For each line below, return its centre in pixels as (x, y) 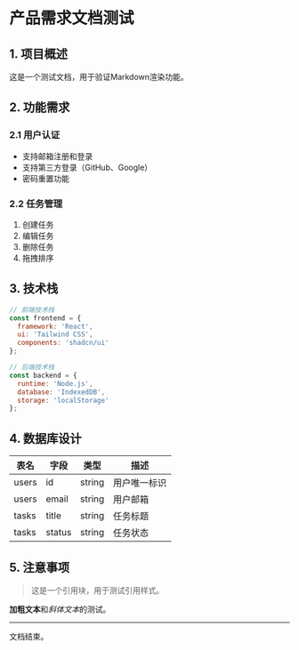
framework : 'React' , (55, 326)
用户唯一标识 (140, 483)
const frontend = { (45, 318)
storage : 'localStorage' (63, 400)
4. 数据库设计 (45, 438)
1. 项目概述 (39, 54)
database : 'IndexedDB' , (61, 392)
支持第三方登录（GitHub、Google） (87, 167)
